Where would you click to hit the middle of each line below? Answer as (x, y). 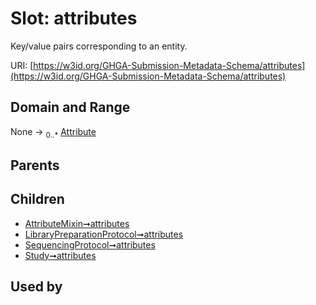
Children (37, 199)
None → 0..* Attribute (53, 132)
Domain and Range (70, 107)
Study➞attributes (60, 255)
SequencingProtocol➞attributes (90, 244)
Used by (36, 287)
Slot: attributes (74, 18)
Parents (35, 165)
